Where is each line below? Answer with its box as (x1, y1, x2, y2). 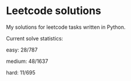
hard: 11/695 (6, 69, 36, 76)
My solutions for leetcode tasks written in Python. (6, 23, 126, 31)
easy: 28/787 (6, 46, 38, 53)
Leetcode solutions (6, 4, 101, 18)
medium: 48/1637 (6, 58, 49, 65)
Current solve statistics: (6, 35, 63, 42)
